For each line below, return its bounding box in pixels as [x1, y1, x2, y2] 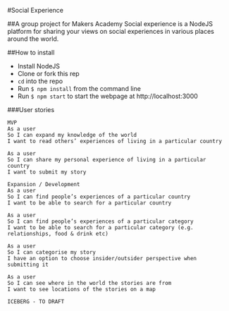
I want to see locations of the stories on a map [7, 286, 156, 293]
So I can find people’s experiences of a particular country [7, 193, 191, 200]
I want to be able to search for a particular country [7, 200, 172, 207]
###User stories [7, 106, 55, 114]
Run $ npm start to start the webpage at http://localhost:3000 [17, 92, 199, 100]
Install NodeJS [17, 62, 61, 70]
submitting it [7, 261, 49, 268]
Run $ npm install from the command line [17, 85, 141, 92]
